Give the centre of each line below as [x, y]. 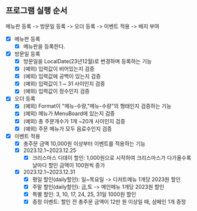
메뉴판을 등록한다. [44, 46]
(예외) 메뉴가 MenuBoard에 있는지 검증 [69, 114]
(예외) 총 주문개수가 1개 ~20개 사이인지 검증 [74, 121]
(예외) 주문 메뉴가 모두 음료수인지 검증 [67, 128]
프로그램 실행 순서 [37, 11]
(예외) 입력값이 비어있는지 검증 [59, 69]
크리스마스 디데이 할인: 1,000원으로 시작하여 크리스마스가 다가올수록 [112, 157]
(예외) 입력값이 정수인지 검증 [57, 91]
